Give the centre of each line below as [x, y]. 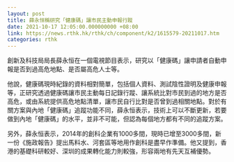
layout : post [26, 14]
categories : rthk [32, 40]
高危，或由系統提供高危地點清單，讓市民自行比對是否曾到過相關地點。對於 [114, 101]
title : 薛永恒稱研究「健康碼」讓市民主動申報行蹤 [70, 20]
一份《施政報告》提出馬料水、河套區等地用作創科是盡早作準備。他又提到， [114, 142]
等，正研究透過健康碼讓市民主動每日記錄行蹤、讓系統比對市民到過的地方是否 [117, 93]
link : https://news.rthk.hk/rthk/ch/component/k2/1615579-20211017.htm [113, 33]
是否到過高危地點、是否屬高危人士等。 [68, 69]
